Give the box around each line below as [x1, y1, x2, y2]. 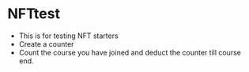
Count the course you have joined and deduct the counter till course [18, 47, 242, 57]
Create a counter [18, 39, 74, 48]
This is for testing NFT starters [18, 31, 119, 40]
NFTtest [7, 5, 61, 23]
